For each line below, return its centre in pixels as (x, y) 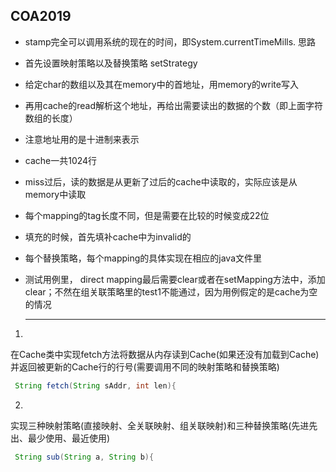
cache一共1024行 (61, 160)
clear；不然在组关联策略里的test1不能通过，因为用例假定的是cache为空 (171, 291)
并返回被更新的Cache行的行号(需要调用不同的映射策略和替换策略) (145, 366)
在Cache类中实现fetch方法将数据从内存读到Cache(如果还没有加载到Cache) (165, 354)
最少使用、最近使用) (69, 438)
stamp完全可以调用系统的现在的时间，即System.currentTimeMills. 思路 (170, 41)
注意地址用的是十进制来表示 (82, 139)
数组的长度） (51, 118)
